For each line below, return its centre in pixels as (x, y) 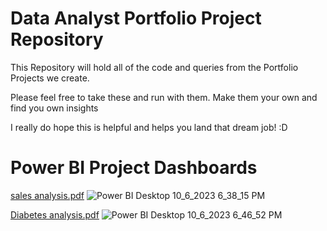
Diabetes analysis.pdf (55, 214)
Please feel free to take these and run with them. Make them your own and (164, 97)
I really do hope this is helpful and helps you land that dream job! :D (149, 127)
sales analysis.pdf (47, 195)
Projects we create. (50, 78)
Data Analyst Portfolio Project (136, 18)
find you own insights (54, 108)
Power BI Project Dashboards (134, 168)
